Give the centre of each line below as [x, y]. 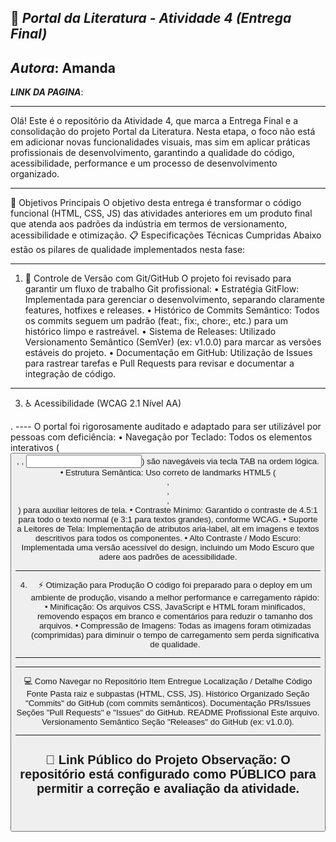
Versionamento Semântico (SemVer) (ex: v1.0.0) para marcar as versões [173, 342]
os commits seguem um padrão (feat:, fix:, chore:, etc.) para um [156, 321]
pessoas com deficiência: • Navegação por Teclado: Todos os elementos [161, 437]
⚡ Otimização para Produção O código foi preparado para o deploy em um [175, 584]
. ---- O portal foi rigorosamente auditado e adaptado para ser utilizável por [166, 427]
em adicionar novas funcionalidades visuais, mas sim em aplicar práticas [160, 142]
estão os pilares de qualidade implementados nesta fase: [128, 250]
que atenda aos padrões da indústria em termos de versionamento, [149, 224]
